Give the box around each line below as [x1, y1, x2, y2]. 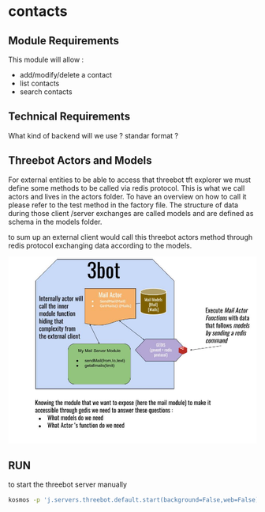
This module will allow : [8, 55, 84, 64]
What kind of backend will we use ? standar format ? [8, 131, 179, 140]
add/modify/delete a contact [19, 70, 113, 79]
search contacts [19, 87, 73, 97]
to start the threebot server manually [8, 480, 128, 489]
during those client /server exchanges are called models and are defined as [8, 208, 254, 218]
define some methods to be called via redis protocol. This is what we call [8, 183, 245, 192]
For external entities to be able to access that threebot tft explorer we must [8, 175, 251, 184]
